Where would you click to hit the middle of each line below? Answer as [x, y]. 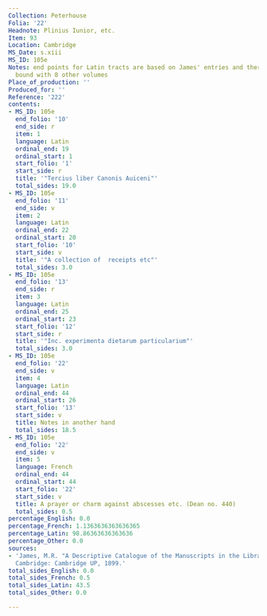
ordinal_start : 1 [44, 156]
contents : [25, 104]
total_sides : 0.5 [44, 511]
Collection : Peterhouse [48, 16]
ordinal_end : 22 [42, 230]
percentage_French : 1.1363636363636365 [74, 526]
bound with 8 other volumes [62, 75]
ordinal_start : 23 [46, 319]
